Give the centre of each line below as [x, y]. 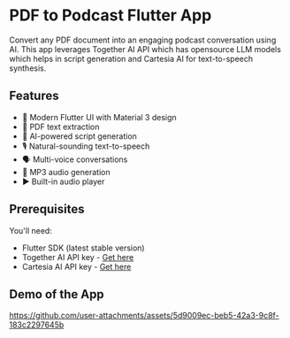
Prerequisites [47, 209]
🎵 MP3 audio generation [66, 172]
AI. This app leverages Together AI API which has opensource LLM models [145, 49]
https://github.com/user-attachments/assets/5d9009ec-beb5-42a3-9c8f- [145, 316]
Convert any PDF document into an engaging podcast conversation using [143, 40]
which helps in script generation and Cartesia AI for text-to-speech [131, 58]
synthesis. [28, 68]
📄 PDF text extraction [61, 127]
